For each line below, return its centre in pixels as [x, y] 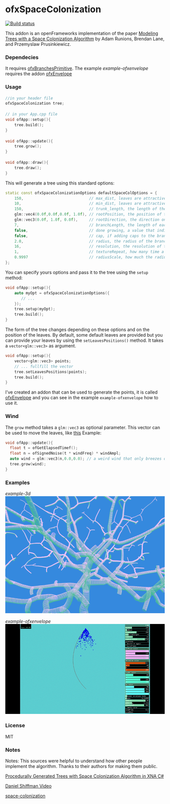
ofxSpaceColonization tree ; [35, 103]
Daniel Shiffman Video [29, 786]
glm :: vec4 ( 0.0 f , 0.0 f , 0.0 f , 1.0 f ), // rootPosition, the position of [88, 215]
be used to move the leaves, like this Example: [53, 433]
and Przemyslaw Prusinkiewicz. [38, 44]
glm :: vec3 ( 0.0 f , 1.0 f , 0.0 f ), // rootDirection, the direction [87, 220]
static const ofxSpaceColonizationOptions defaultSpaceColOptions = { [81, 193]
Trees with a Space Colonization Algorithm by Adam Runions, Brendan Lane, [85, 39]
